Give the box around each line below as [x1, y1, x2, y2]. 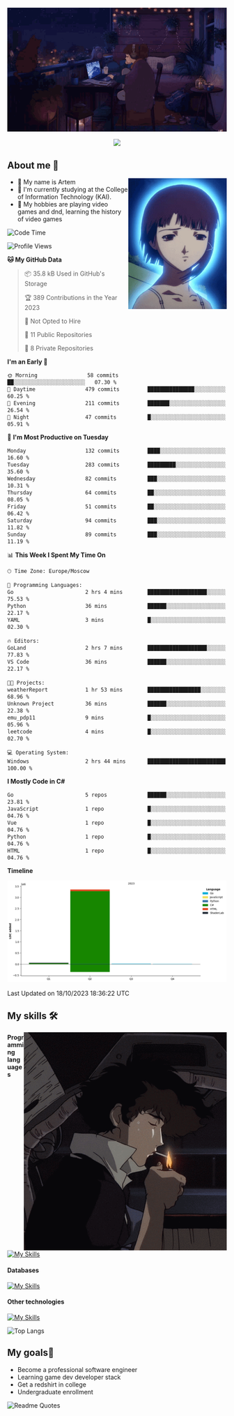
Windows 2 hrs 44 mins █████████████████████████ [7, 758, 226, 765]
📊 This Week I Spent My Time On [7, 551, 106, 559]
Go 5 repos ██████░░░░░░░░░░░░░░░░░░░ [7, 791, 226, 799]
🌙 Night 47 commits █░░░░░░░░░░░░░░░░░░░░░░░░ [7, 414, 226, 421]
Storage [24, 280, 47, 288]
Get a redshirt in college [17, 1380, 87, 1389]
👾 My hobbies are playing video [17, 200, 109, 209]
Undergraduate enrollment [17, 1387, 94, 1396]
